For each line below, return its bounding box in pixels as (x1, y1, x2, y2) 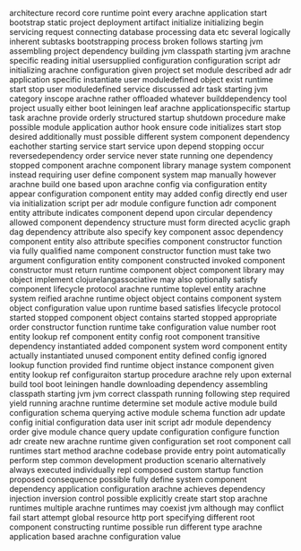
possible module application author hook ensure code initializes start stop (9, 122, 282, 133)
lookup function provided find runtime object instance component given (9, 360, 275, 370)
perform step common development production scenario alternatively (9, 455, 266, 465)
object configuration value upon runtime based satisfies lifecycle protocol (9, 303, 281, 313)
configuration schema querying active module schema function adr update (9, 408, 286, 418)
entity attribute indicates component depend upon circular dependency (9, 208, 273, 218)
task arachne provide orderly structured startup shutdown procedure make (9, 112, 287, 123)
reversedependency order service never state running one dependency (9, 151, 273, 160)
